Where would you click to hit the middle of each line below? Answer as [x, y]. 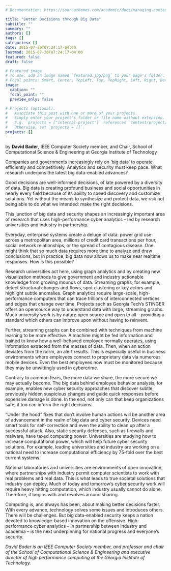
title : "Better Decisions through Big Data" [53, 19]
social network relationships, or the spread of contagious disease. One [79, 245]
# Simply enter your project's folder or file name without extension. [85, 118]
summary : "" [18, 28]
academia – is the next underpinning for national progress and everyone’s [82, 531]
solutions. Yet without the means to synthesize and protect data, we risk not [85, 198]
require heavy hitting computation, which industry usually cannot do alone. [84, 489]
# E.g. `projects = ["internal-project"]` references [66, 123]
